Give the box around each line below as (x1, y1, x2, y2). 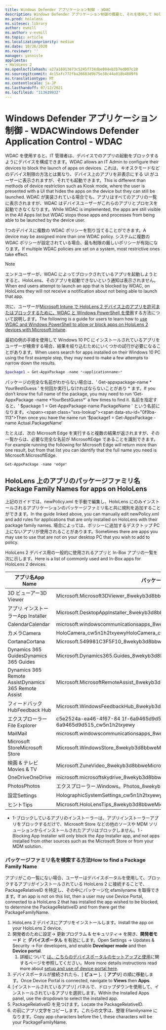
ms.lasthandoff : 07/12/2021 (5, 85, 63, 90)
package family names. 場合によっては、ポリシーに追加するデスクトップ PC (5, 522, 160, 528)
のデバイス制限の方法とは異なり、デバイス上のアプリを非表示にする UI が (5, 171, 155, 177)
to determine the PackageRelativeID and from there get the (5, 904, 125, 910)
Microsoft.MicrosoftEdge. (5, 452, 57, 458)
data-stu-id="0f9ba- (114, 409, 157, 415)
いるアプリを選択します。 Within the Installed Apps (46, 990, 149, 996)
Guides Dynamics (7, 652, 47, 659)
